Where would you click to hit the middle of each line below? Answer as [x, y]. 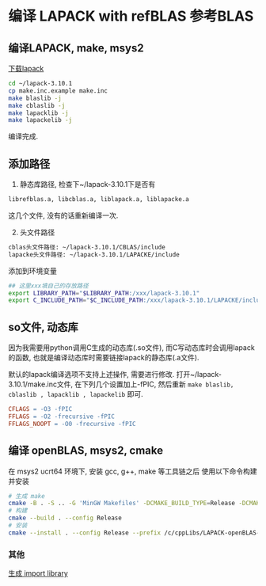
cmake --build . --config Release [65, 518]
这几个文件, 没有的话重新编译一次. [63, 215]
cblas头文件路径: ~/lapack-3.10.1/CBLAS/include [87, 247]
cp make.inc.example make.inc [58, 91]
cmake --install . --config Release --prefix [84, 533]
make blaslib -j [35, 98]
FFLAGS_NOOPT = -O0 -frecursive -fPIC [72, 424]
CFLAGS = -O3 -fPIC [40, 409]
